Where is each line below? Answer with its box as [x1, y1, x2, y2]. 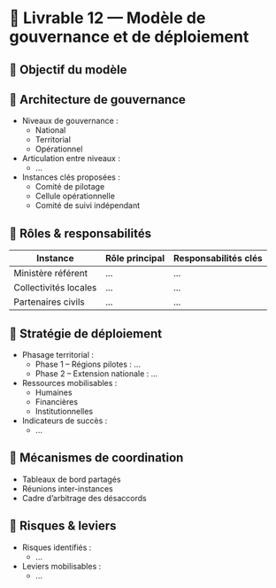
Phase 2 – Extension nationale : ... [34, 368, 158, 379]
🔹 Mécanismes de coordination [9, 451, 184, 466]
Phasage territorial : [21, 350, 95, 360]
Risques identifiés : [21, 542, 92, 553]
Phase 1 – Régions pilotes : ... [34, 359, 142, 370]
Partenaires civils [13, 296, 86, 308]
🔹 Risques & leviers [9, 518, 117, 534]
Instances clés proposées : [21, 172, 121, 182]
